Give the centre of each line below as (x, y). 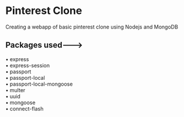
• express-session (28, 65)
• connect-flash (25, 108)
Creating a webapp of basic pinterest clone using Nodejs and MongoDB (92, 27)
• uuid (13, 96)
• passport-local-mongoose (39, 84)
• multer (15, 90)
